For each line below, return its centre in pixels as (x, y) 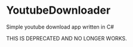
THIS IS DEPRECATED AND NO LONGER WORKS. (66, 38)
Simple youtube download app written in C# (60, 27)
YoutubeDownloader (58, 10)
